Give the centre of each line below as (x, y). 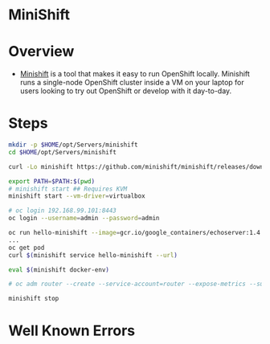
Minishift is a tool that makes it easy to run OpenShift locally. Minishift (135, 74)
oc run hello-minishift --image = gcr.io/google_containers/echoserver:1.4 (135, 233)
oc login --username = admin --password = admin (84, 219)
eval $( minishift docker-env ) (59, 270)
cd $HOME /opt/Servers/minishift (62, 152)
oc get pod (27, 248)
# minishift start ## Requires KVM (68, 189)
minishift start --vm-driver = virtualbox (77, 196)
